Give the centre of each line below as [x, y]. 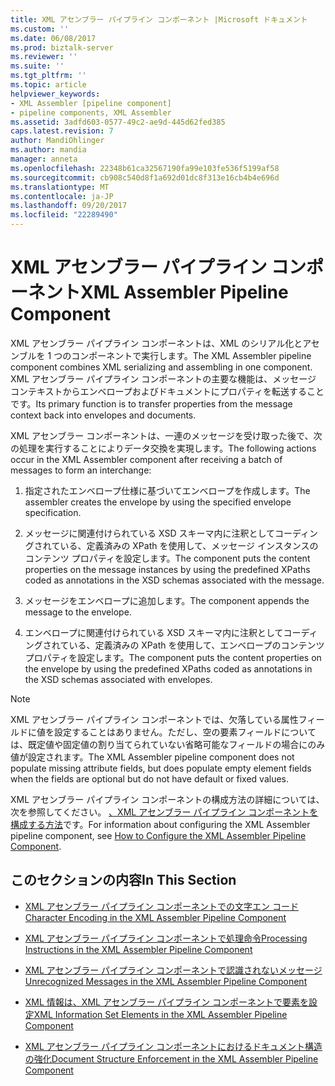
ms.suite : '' [37, 66]
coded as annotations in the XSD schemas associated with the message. [174, 580]
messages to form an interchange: [81, 470]
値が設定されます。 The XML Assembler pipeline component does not [152, 757]
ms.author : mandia [48, 150]
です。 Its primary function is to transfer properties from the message [151, 403]
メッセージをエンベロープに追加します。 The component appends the [167, 600]
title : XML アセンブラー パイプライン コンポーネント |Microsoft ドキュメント [159, 19]
